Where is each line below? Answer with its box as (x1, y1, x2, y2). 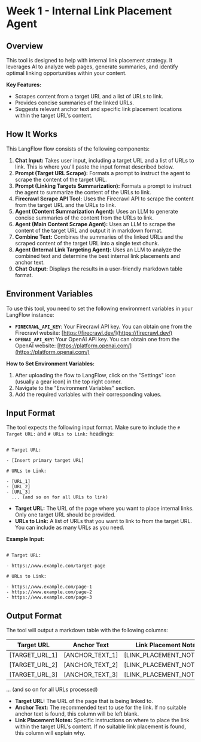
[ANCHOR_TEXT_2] (63, 661, 118, 669)
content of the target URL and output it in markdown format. (14, 227, 163, 234)
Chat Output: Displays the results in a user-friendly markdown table (14, 265, 182, 272)
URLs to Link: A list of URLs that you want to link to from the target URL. (14, 518, 193, 525)
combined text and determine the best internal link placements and (14, 252, 181, 259)
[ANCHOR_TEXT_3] (63, 671, 118, 679)
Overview (6, 41, 44, 51)
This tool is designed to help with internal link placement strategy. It (6, 57, 173, 64)
